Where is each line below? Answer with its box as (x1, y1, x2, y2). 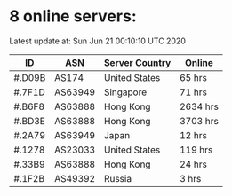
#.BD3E (13, 114, 46, 127)
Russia (103, 172, 132, 184)
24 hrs (179, 158, 207, 170)
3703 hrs (179, 114, 220, 127)
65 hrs (179, 71, 207, 83)
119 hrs (179, 144, 213, 156)
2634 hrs (179, 100, 220, 113)
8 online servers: (9, 6, 137, 27)
